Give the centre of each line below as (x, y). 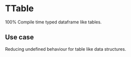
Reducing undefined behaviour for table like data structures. (65, 49)
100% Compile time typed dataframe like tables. (53, 22)
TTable (20, 9)
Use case (20, 37)
